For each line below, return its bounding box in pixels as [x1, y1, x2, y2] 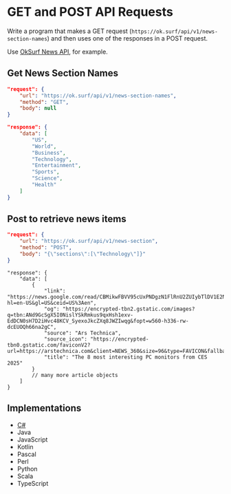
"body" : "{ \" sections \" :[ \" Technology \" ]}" [19, 250, 146, 258]
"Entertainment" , [32, 162, 81, 169]
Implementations [7, 402, 82, 414]
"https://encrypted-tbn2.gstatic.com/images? [62, 305, 195, 312]
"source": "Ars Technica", [43, 330, 122, 336]
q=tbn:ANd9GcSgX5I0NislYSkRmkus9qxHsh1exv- [7, 311, 134, 319]
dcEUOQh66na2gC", [7, 323, 57, 330]
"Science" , [32, 175, 63, 182]
